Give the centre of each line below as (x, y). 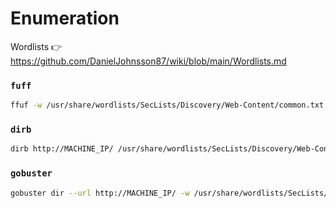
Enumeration (65, 18)
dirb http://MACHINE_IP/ (62, 149)
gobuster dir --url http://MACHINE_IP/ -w (100, 193)
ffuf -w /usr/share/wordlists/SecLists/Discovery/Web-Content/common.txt (167, 105)
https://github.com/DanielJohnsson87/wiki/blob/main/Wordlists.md (148, 61)
